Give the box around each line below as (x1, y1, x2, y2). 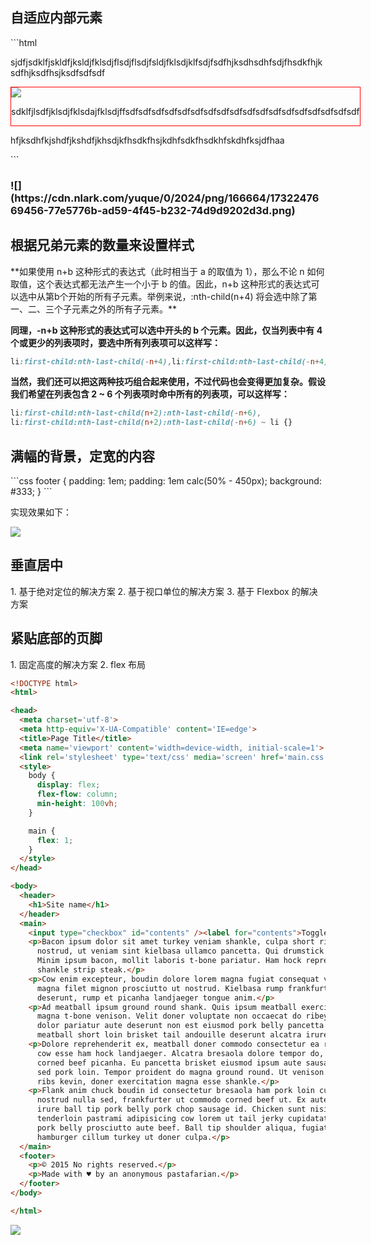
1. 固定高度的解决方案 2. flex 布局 (10, 658, 147, 670)
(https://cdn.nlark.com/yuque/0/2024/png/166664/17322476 (10, 191, 320, 205)
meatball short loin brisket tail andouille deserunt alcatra (36, 1030, 302, 1040)
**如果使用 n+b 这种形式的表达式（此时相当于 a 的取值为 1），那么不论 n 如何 (10, 265, 325, 277)
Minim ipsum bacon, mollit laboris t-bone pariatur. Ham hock (36, 956, 302, 966)
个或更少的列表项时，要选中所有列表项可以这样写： (10, 336, 221, 348)
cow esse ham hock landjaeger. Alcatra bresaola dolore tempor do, (36, 1048, 325, 1058)
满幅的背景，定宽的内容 (10, 448, 155, 465)
